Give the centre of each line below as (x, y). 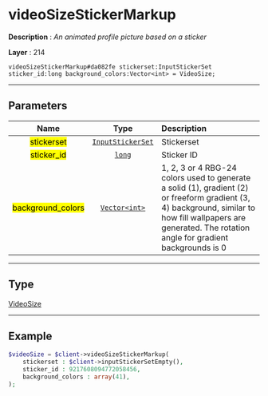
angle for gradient (195, 237)
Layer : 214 (27, 52)
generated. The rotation (206, 228)
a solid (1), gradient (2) (205, 188)
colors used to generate (206, 177)
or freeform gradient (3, (206, 197)
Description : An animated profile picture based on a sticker (108, 37)
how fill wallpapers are (203, 217)
